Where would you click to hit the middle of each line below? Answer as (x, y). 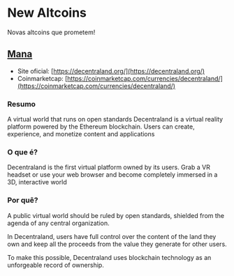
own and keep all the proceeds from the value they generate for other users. (117, 244)
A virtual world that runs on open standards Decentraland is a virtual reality (115, 119)
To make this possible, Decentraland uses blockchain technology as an (109, 257)
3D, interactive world (37, 182)
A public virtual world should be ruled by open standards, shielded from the (116, 215)
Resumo (22, 104)
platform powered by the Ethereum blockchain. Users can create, (101, 126)
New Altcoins (47, 13)
